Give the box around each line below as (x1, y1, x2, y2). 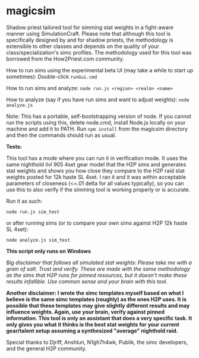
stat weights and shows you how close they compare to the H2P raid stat (6, 167, 185, 174)
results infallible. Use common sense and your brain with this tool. (6, 277, 168, 285)
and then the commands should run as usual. (6, 132, 117, 139)
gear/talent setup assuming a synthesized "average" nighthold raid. (6, 327, 178, 334)
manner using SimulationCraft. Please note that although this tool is (6, 30, 171, 37)
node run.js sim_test (6, 209, 60, 215)
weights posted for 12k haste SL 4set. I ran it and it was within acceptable (6, 173, 186, 180)
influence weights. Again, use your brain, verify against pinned (6, 308, 165, 315)
